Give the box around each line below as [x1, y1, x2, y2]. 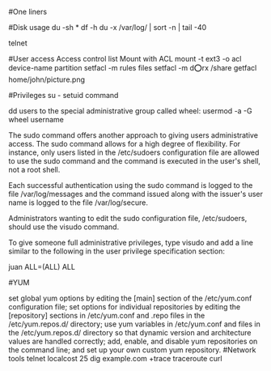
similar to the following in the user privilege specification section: [8, 246, 225, 256]
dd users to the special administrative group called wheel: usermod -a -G [8, 106, 252, 116]
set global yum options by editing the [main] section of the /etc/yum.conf [8, 293, 252, 303]
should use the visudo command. [8, 222, 120, 232]
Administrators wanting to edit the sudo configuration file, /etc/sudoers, [8, 214, 248, 223]
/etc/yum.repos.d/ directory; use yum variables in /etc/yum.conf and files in [8, 319, 260, 329]
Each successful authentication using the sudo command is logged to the [8, 181, 253, 190]
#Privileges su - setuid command [8, 91, 119, 100]
